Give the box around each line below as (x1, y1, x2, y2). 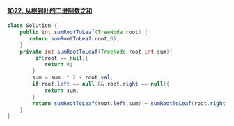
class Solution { (7, 22, 58, 29)
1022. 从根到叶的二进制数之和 (7, 6, 93, 15)
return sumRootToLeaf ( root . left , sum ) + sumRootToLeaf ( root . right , (32, 100, 229, 107)
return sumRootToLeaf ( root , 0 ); (29, 35, 120, 42)
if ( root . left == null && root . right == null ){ (32, 81, 170, 88)
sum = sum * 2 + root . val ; (32, 74, 114, 81)
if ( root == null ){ (35, 54, 89, 62)
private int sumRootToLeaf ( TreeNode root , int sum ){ (19, 48, 173, 55)
